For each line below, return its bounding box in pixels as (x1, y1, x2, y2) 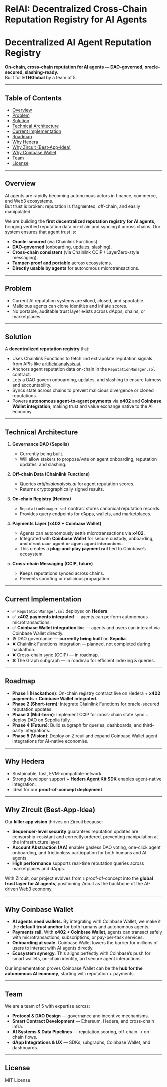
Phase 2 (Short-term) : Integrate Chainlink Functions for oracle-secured (12, 701, 160, 707)
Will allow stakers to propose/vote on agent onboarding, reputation (19, 456, 157, 462)
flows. (24, 1034, 38, 1040)
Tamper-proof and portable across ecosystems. (12, 260, 113, 266)
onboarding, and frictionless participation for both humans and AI (12, 850, 147, 856)
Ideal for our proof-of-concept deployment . (12, 786, 104, 792)
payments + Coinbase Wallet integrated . (12, 695, 98, 701)
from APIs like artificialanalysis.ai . (12, 361, 81, 367)
